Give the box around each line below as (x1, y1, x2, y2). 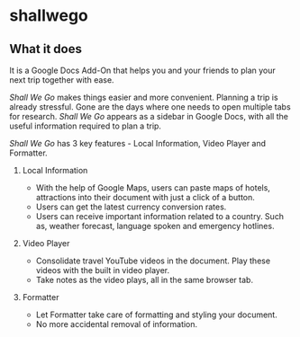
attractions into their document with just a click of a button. (35, 192, 255, 202)
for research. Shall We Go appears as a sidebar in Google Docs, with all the (9, 111, 288, 121)
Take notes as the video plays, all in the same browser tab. (35, 275, 254, 285)
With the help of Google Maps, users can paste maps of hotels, (35, 182, 270, 193)
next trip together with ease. (9, 75, 114, 85)
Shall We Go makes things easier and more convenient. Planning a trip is (9, 92, 278, 102)
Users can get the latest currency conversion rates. (35, 201, 227, 212)
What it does (9, 41, 83, 57)
